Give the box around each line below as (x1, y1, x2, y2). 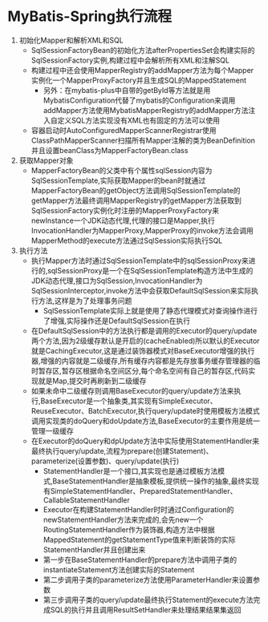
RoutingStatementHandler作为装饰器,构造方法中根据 (43, 524, 216, 534)
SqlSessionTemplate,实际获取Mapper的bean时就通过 (30, 176, 206, 185)
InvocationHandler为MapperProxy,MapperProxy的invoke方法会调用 (30, 225, 254, 235)
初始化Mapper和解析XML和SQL (18, 35, 124, 45)
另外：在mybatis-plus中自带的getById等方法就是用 (43, 85, 211, 95)
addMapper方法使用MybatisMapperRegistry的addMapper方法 (43, 105, 249, 115)
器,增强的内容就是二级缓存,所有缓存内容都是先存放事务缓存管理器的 (30, 356, 254, 366)
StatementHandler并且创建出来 (43, 544, 146, 554)
